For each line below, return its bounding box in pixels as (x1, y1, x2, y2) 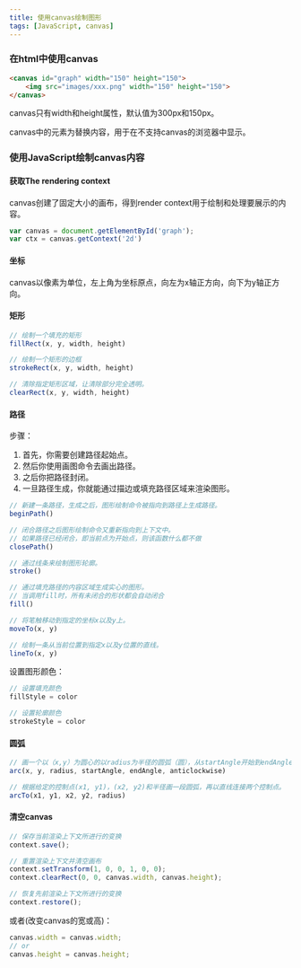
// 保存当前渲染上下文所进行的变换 (9, 832, 122, 840)
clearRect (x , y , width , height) (9, 388, 130, 398)
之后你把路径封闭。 (21, 472, 94, 483)
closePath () (9, 542, 54, 551)
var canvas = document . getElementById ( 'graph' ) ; (9, 226, 194, 235)
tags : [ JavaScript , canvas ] (9, 22, 115, 31)
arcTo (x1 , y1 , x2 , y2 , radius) (9, 791, 126, 800)
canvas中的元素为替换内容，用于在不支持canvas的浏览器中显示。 (9, 127, 251, 137)
